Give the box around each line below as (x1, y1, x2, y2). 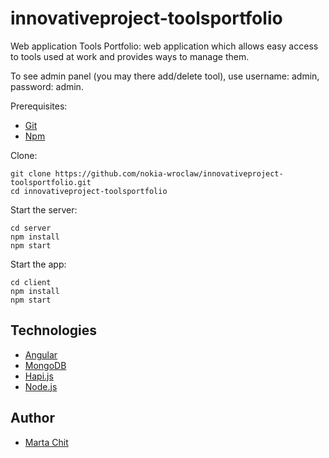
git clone (10, 168, 52, 179)
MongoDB (24, 359, 67, 371)
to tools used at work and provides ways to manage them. (10, 50, 250, 62)
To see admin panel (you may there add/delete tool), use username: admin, (10, 70, 320, 82)
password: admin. (10, 80, 84, 92)
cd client (10, 277, 52, 287)
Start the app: (10, 258, 67, 270)
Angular (24, 348, 58, 361)
